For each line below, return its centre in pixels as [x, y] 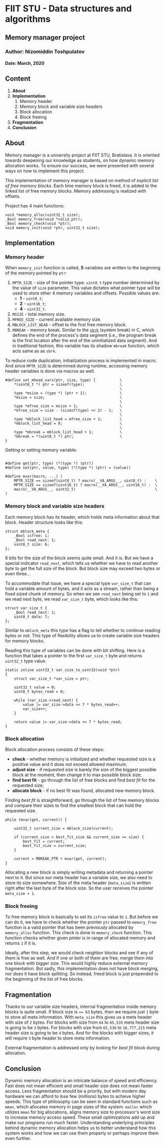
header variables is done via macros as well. [50, 371]
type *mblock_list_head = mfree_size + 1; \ [68, 419]
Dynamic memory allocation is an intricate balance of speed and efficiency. [82, 1080]
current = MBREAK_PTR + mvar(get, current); [60, 859]
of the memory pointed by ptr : [36, 273]
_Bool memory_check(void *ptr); [38, 223]
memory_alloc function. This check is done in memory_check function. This [79, 933]
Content [18, 79]
